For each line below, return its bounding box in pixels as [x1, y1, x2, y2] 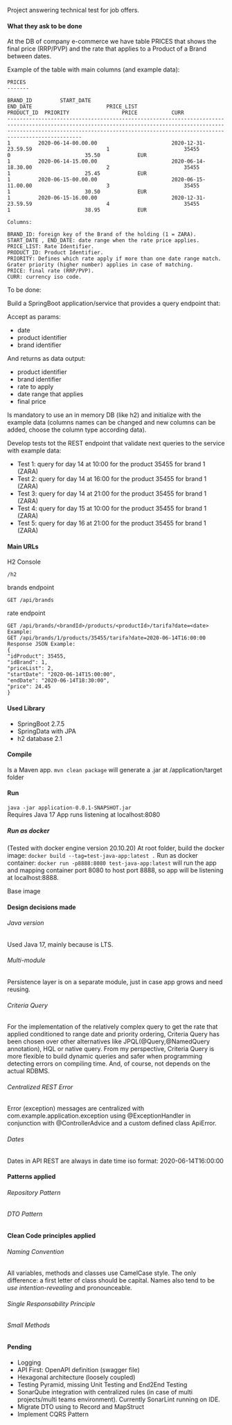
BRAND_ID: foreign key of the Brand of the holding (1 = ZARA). [7, 231, 197, 238]
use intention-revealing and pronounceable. [7, 1284, 133, 1292]
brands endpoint [7, 583, 55, 592]
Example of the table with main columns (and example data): [7, 65, 180, 74]
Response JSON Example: [7, 641, 76, 648]
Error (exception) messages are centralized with [7, 1105, 145, 1113]
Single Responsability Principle [7, 1299, 96, 1308]
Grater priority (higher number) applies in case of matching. [7, 261, 194, 268]
